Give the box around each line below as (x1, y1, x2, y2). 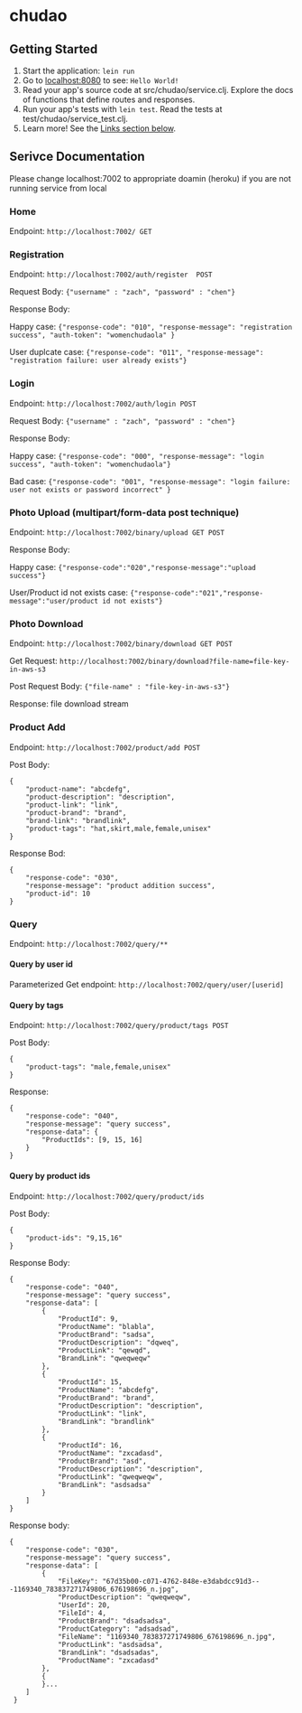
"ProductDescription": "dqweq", (57, 1338, 179, 1347)
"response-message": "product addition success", (25, 881, 216, 890)
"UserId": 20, (57, 1600, 111, 1609)
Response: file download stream (9, 698, 129, 709)
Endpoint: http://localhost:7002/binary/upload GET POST (9, 527, 225, 538)
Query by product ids (9, 1170, 91, 1181)
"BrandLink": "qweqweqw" (57, 1353, 151, 1362)
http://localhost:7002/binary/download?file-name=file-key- (59, 657, 290, 667)
